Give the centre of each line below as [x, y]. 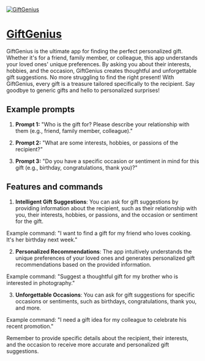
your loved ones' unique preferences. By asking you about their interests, [99, 64]
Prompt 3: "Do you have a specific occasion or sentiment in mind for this [107, 161]
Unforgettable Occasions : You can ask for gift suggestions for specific [105, 295]
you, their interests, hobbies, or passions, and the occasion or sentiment [106, 215]
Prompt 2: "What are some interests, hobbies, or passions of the [97, 142]
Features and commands [54, 187]
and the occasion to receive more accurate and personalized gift [88, 344]
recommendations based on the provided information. [83, 264]
